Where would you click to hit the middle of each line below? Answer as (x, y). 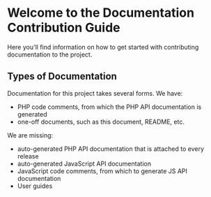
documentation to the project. (50, 54)
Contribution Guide (64, 28)
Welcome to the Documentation (101, 13)
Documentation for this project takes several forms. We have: (95, 93)
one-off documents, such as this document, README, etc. (101, 122)
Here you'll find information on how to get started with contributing (103, 47)
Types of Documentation (62, 76)
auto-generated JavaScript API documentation (84, 163)
